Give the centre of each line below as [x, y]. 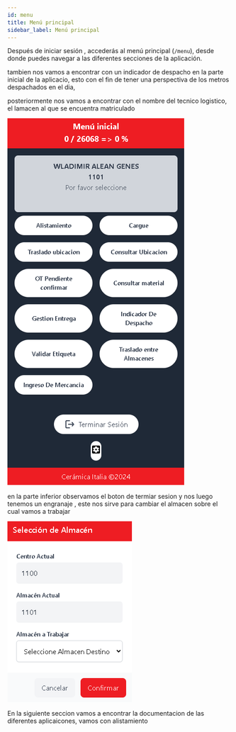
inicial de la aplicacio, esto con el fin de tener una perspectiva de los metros [118, 80]
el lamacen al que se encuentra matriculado [71, 108]
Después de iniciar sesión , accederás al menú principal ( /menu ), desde [111, 51]
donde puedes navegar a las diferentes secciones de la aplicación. [105, 58]
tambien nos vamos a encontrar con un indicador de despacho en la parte [116, 72]
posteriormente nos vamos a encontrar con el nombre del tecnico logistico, [117, 101]
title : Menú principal [41, 22]
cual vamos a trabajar [39, 512]
